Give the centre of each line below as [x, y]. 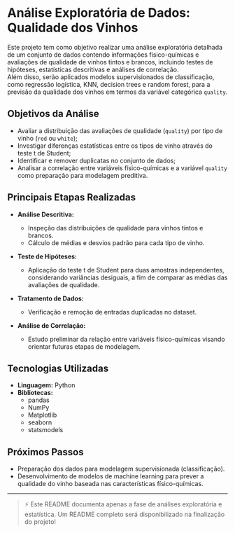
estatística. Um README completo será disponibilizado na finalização [124, 514]
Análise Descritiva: [46, 214]
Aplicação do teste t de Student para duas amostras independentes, [126, 270]
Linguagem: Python [46, 385]
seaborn [40, 422]
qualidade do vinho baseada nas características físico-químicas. [111, 484]
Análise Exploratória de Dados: [99, 13]
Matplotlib [42, 415]
